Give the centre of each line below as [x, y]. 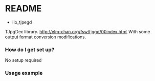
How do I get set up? [30, 50]
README [23, 9]
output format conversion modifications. [46, 37]
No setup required [23, 60]
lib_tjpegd [22, 22]
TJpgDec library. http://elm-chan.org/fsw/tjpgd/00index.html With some [77, 31]
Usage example [24, 73]
